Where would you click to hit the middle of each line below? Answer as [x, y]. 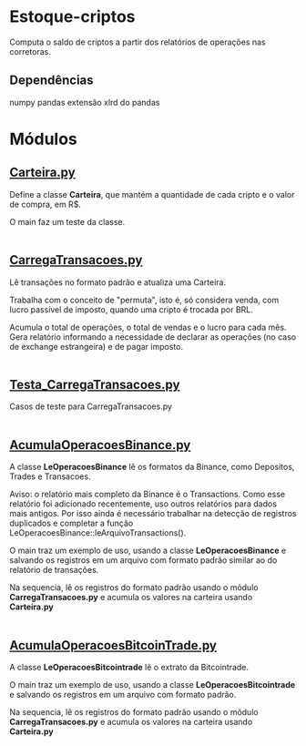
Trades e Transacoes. [50, 476]
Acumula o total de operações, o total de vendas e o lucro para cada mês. [148, 327]
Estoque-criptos [72, 17]
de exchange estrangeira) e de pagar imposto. [97, 346]
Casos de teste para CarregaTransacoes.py [91, 406]
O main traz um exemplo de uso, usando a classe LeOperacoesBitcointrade [153, 685]
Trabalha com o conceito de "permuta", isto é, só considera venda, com [144, 300]
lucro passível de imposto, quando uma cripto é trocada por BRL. [131, 309]
